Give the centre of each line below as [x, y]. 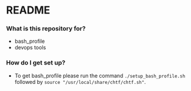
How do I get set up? [36, 63]
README [28, 10]
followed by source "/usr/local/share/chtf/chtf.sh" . [80, 82]
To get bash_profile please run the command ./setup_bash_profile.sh [100, 75]
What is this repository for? [46, 29]
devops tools [30, 48]
